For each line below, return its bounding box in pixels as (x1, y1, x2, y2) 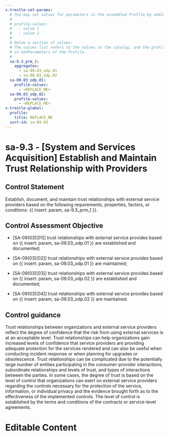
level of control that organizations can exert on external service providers (5, 378, 157, 384)
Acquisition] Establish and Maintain (5, 152, 157, 164)
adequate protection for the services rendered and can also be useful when (5, 345, 162, 351)
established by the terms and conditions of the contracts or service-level (5, 399, 156, 405)
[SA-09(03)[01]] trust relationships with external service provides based (12, 235, 162, 241)
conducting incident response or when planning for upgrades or (5, 351, 138, 357)
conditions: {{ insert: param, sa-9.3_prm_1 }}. (5, 207, 98, 213)
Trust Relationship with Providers (5, 163, 147, 174)
